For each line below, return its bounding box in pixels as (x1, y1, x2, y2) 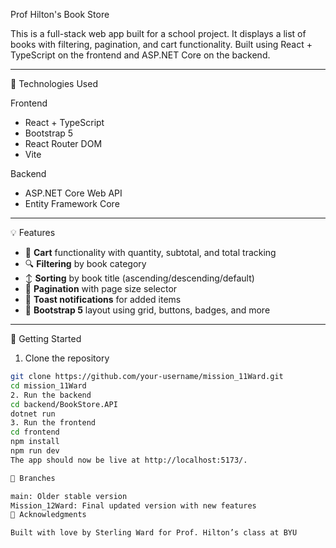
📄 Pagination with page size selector (24, 283, 178, 294)
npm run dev (10, 446, 60, 456)
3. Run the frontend (10, 418, 97, 428)
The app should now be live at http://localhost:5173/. (10, 455, 248, 465)
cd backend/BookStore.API (10, 399, 118, 409)
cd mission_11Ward (10, 380, 87, 391)
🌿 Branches (10, 473, 56, 483)
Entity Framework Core (24, 198, 120, 209)
